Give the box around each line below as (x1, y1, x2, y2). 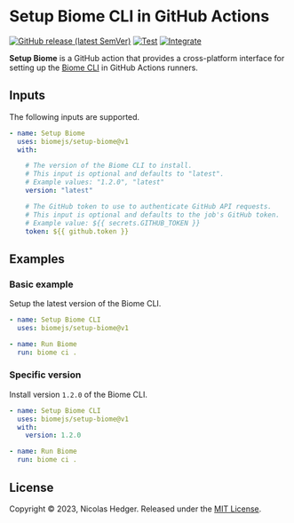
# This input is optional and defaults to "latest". (25, 170, 225, 178)
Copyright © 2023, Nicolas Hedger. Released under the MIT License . (9, 503, 262, 514)
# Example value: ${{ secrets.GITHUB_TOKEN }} (25, 218, 201, 227)
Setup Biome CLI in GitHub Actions (9, 6, 270, 27)
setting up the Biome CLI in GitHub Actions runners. (9, 62, 198, 73)
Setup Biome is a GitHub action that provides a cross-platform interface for (9, 52, 285, 63)
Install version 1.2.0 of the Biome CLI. (9, 389, 148, 400)
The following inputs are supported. (9, 111, 140, 122)
